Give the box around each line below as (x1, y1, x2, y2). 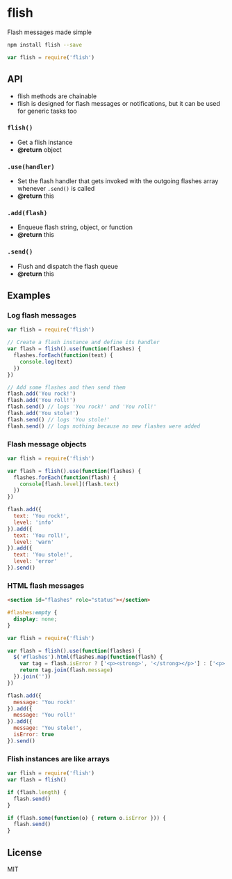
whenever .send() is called (17, 185, 95, 193)
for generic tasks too (17, 107, 78, 115)
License (7, 846, 42, 858)
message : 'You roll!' (13, 712, 76, 719)
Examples (7, 290, 51, 302)
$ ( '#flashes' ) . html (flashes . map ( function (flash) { (13, 653, 163, 661)
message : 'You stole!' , (13, 724, 82, 732)
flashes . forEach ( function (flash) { (13, 474, 117, 481)
